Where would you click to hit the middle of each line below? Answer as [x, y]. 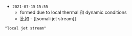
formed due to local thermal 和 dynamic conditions [73, 12]
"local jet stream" [26, 28]
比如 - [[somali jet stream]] [48, 19]
